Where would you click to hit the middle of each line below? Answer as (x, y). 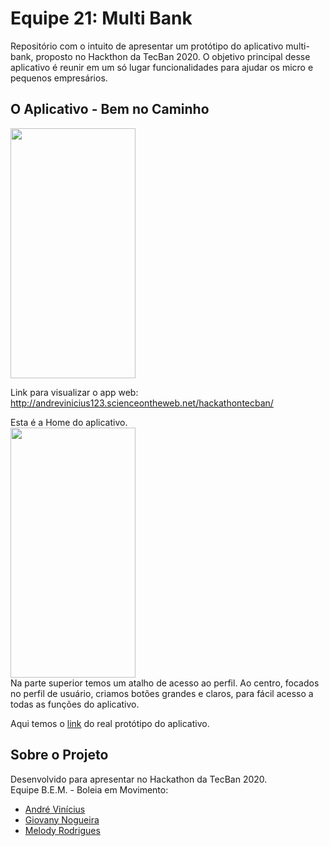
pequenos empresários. (59, 78)
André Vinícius (55, 809)
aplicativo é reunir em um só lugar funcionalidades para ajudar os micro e (162, 67)
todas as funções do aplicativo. (75, 704)
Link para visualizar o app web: (74, 392)
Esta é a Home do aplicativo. (69, 422)
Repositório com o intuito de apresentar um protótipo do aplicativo (147, 46)
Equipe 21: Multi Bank (101, 18)
